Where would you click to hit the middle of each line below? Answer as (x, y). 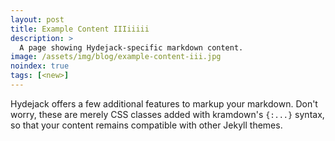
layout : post (37, 19)
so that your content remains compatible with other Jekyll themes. (146, 125)
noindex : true (40, 66)
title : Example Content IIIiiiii (80, 29)
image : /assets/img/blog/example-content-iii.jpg (116, 57)
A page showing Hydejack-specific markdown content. (131, 47)
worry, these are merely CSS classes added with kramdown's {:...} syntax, (167, 114)
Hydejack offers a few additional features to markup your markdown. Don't (164, 103)
